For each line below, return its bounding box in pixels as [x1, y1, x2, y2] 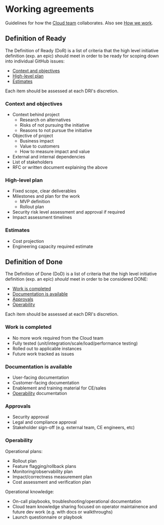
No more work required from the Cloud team [12, 335, 103, 341]
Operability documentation [12, 390, 67, 396]
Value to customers [19, 143, 60, 150]
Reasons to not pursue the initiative [19, 128, 92, 134]
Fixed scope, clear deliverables [12, 188, 77, 194]
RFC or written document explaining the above [12, 164, 108, 170]
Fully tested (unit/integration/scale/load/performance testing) [12, 340, 138, 346]
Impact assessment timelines [12, 215, 72, 221]
